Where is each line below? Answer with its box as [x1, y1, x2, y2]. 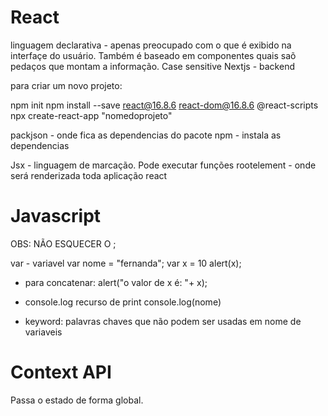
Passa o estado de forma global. [10, 394, 144, 406]
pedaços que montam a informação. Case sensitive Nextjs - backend [10, 60, 295, 72]
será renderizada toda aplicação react [10, 169, 168, 181]
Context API [10, 361, 112, 384]
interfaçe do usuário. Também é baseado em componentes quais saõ [10, 49, 297, 61]
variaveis [24, 326, 63, 338]
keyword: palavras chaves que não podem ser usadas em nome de [24, 315, 302, 327]
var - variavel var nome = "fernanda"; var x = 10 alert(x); [10, 257, 242, 269]
